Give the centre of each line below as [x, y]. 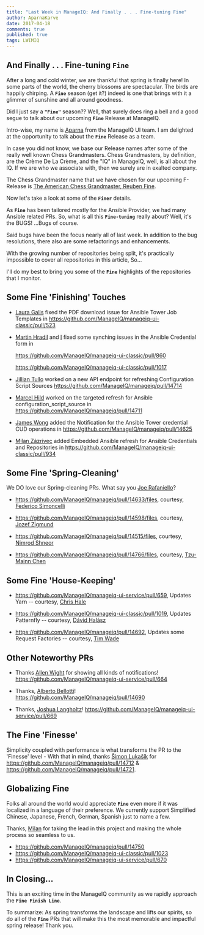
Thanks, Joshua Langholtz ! [49, 710]
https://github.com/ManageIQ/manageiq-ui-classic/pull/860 [90, 355]
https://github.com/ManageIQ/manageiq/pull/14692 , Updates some [100, 632]
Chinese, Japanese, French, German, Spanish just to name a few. [88, 816]
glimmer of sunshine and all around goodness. [65, 99]
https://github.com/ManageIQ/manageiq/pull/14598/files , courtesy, [100, 518]
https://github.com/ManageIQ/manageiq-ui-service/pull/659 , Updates [103, 596]
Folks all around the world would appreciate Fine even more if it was [92, 803]
